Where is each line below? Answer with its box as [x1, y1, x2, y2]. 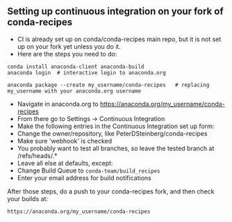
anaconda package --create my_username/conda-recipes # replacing [7, 81, 210, 88]
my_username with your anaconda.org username [7, 87, 141, 95]
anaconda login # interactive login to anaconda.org [7, 69, 167, 76]
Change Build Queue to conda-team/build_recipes [17, 166, 160, 175]
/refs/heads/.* [17, 151, 58, 159]
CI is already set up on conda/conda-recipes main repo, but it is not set [17, 35, 222, 43]
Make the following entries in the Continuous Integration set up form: [17, 122, 215, 130]
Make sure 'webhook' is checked [17, 136, 113, 145]
